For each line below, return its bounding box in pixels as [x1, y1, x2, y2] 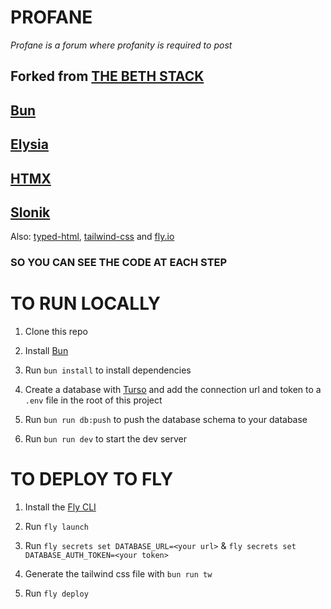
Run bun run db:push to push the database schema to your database [24, 414, 308, 426]
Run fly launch [24, 521, 89, 533]
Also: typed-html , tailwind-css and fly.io [10, 231, 175, 243]
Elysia [10, 136, 49, 153]
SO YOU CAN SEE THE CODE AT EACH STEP [10, 256, 228, 270]
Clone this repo [24, 326, 88, 338]
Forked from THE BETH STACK [10, 68, 205, 85]
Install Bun [24, 345, 69, 357]
